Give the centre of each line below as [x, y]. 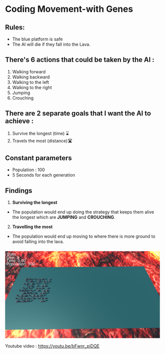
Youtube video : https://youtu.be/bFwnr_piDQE [52, 346]
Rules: [15, 27]
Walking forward [29, 71]
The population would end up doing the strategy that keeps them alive [83, 212]
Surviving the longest [35, 203]
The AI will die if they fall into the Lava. [51, 44]
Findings [19, 191]
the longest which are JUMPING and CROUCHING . [64, 217]
